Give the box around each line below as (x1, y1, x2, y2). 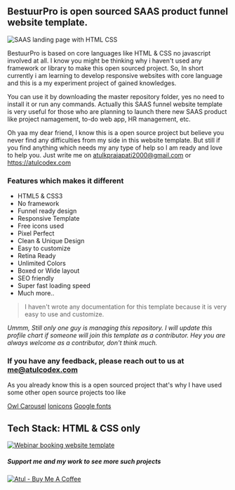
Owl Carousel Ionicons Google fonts (7, 402, 112, 411)
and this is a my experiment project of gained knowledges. (7, 79, 177, 87)
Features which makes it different (7, 176, 124, 186)
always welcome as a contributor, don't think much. (7, 339, 158, 347)
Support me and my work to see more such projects (7, 457, 161, 465)
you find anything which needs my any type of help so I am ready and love (7, 143, 223, 152)
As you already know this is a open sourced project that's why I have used (7, 381, 222, 389)
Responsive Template (17, 214, 80, 223)
